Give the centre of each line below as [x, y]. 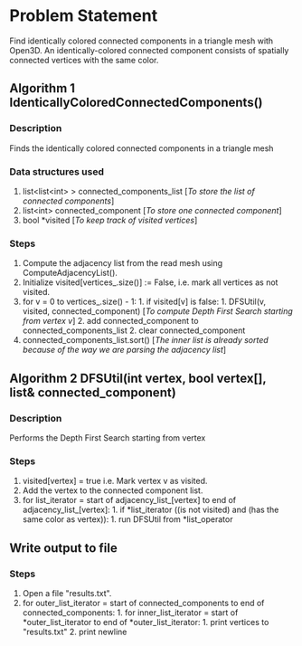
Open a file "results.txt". [67, 593]
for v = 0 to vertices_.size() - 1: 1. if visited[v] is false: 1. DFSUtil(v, [144, 302]
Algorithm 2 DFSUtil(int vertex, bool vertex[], [138, 378]
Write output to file [63, 548]
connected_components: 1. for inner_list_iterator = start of [130, 613]
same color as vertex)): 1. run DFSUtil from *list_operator [127, 519]
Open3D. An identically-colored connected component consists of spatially [149, 50]
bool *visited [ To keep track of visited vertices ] [110, 220]
